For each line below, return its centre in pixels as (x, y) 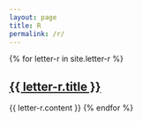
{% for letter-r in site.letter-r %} (66, 59)
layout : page (33, 17)
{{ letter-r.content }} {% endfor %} (71, 108)
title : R (25, 26)
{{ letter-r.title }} (55, 86)
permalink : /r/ (37, 34)
